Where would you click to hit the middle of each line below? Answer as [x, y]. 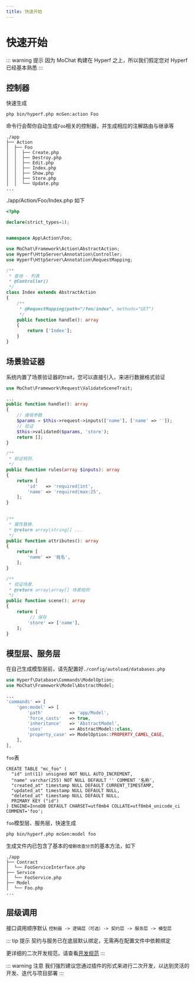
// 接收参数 [29, 415]
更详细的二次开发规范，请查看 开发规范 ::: [56, 953]
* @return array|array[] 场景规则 [49, 590]
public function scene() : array [46, 601]
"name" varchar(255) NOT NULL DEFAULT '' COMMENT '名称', [83, 780]
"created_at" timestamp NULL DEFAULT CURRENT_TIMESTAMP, [83, 785]
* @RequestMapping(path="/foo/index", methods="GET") [87, 309]
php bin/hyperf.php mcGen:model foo [51, 834]
